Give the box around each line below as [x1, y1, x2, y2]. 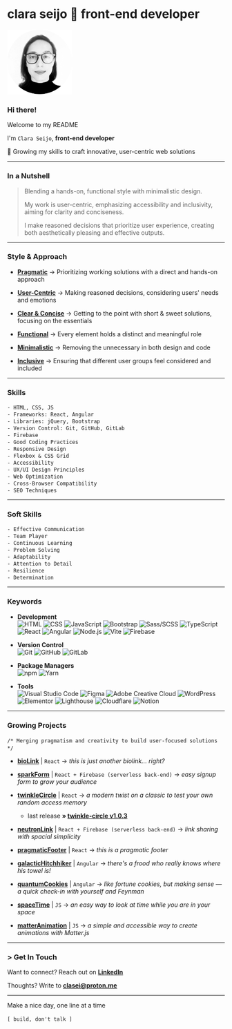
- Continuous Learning [7, 540, 72, 547]
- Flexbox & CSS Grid [7, 452, 70, 460]
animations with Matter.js [17, 929, 90, 937]
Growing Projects [7, 720, 67, 730]
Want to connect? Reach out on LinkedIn [7, 968, 124, 977]
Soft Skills [7, 510, 42, 519]
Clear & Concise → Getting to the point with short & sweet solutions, [17, 309, 212, 317]
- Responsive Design [7, 445, 67, 453]
